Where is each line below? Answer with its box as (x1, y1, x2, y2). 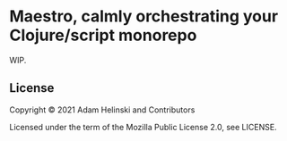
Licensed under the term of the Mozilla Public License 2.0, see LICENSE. (9, 121, 277, 132)
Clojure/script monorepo (9, 25, 197, 46)
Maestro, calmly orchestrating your (9, 6, 279, 27)
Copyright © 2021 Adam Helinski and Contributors (9, 104, 196, 115)
